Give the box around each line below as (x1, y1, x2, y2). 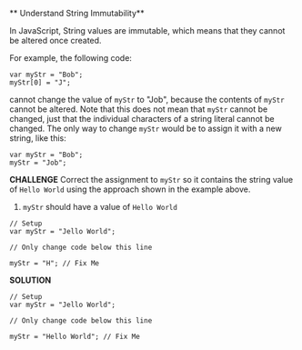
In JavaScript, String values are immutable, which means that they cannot (9, 25, 286, 35)
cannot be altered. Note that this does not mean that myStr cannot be (9, 104, 268, 115)
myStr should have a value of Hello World (22, 202, 177, 212)
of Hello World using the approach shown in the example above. (9, 184, 251, 195)
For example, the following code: (9, 53, 132, 63)
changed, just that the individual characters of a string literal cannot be (9, 114, 275, 124)
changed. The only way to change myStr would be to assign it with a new (9, 123, 282, 134)
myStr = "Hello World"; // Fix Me (9, 332, 141, 341)
